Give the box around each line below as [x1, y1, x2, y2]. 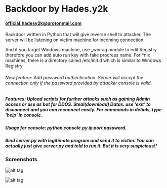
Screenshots [5, 155, 37, 163]
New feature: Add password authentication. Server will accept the [5, 74, 144, 80]
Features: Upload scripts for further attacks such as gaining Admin [5, 96, 150, 102]
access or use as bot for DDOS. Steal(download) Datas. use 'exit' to [5, 101, 151, 107]
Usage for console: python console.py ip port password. [5, 124, 127, 131]
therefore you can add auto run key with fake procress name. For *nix [5, 52, 150, 58]
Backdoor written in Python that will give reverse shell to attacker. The [5, 32, 151, 38]
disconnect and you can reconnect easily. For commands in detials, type [5, 106, 162, 112]
